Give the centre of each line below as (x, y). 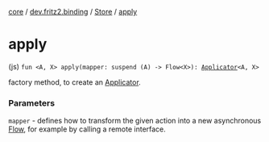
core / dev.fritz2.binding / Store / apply (73, 12)
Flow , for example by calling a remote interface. (87, 129)
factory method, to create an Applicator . (74, 82)
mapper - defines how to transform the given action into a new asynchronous (135, 121)
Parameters (31, 102)
